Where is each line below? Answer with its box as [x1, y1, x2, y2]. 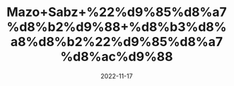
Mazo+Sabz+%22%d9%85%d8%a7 [6, 4, 228, 20]
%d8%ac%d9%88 [60, 49, 173, 65]
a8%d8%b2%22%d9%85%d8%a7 [11, 34, 223, 50]
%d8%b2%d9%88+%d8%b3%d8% [6, 19, 227, 35]
